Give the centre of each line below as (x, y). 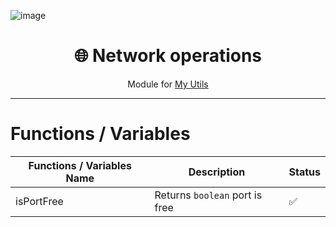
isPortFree (39, 201)
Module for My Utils (168, 84)
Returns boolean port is (208, 195)
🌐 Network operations (168, 56)
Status (304, 172)
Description (217, 172)
